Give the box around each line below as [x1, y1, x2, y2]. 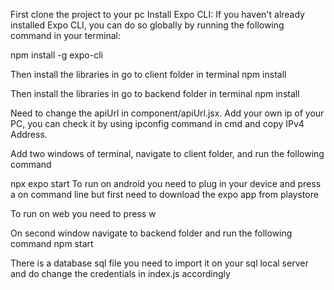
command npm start [10, 238, 94, 249]
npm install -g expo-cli [10, 49, 103, 61]
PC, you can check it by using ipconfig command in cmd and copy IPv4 [10, 118, 305, 129]
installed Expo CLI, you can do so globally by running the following [10, 19, 285, 31]
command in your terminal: [10, 30, 121, 41]
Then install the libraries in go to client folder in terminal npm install [10, 69, 287, 80]
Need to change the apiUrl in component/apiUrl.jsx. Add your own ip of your [10, 107, 325, 119]
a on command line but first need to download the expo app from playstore [10, 189, 319, 200]
